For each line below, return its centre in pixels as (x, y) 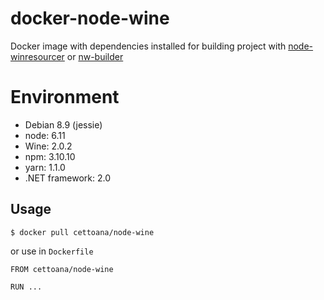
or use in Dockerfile (52, 251)
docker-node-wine (90, 18)
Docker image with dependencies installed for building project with (148, 46)
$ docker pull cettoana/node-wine (82, 232)
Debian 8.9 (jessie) (63, 124)
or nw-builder (95, 56)
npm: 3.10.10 (50, 156)
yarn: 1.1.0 (45, 167)
